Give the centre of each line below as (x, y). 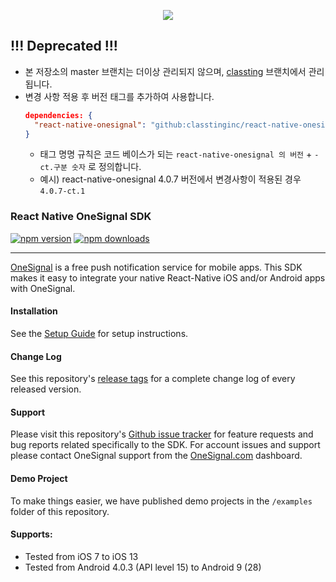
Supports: (31, 534)
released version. (46, 389)
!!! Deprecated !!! (64, 46)
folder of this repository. (60, 511)
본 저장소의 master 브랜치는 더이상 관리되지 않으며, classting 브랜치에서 (165, 71)
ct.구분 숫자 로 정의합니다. (90, 167)
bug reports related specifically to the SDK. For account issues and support (165, 445)
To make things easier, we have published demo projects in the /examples (161, 501)
